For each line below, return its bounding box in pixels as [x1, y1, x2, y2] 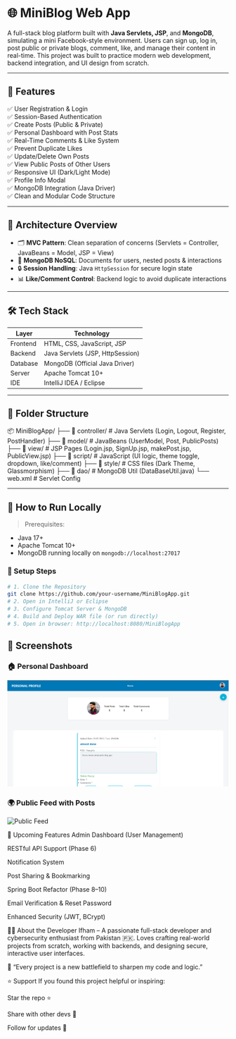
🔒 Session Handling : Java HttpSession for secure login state [17, 264, 193, 272]
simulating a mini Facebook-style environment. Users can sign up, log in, [7, 36, 218, 44]
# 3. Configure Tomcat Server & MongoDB [7, 605, 128, 613]
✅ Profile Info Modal [7, 176, 66, 184]
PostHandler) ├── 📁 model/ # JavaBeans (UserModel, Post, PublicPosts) [7, 437, 219, 445]
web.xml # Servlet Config [7, 474, 81, 483]
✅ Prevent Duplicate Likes [7, 144, 83, 152]
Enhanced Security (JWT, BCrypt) [7, 912, 106, 921]
